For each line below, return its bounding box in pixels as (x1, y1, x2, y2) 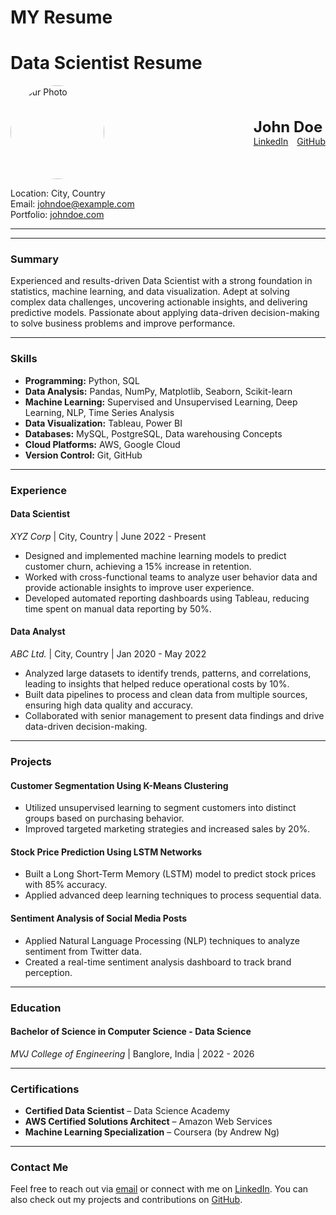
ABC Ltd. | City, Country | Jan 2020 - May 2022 (10, 648, 207, 660)
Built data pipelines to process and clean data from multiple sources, (24, 689, 308, 701)
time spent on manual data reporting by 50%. (24, 602, 212, 615)
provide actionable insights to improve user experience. (24, 581, 255, 593)
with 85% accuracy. (24, 879, 108, 891)
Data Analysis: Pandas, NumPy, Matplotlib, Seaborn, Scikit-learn (24, 385, 293, 397)
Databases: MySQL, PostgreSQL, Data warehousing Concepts (24, 427, 283, 440)
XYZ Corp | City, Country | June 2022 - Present (10, 530, 207, 542)
